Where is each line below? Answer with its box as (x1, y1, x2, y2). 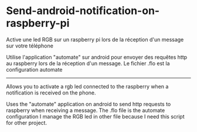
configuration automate (6, 66, 63, 73)
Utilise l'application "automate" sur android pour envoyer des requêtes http (6, 53, 188, 60)
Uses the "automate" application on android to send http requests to (6, 100, 171, 107)
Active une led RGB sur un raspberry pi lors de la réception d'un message (6, 36, 184, 43)
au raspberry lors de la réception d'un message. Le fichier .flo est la (6, 60, 170, 67)
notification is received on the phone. (6, 89, 96, 96)
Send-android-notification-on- (6, 4, 160, 18)
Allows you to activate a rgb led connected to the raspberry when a (6, 83, 169, 90)
